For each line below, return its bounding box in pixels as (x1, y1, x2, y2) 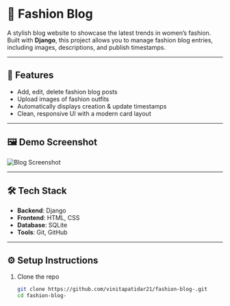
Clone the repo (16, 273, 60, 281)
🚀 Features (7, 70, 54, 81)
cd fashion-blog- (16, 292, 67, 299)
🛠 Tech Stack (7, 184, 67, 197)
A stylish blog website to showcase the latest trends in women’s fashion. (7, 29, 212, 37)
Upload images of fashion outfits (16, 95, 110, 103)
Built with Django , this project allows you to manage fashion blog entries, (7, 36, 214, 44)
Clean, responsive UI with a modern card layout (16, 109, 152, 117)
